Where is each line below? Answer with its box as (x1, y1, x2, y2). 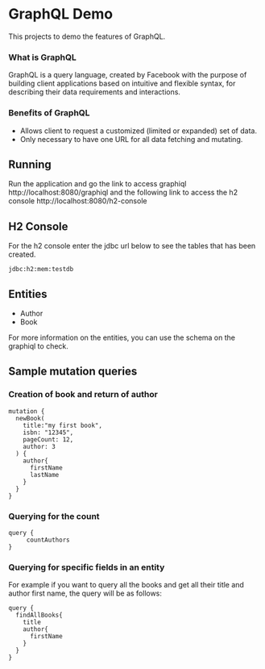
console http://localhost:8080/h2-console (8, 196, 147, 206)
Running (8, 157, 52, 171)
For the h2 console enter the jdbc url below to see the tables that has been (8, 241, 256, 251)
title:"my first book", (23, 421, 103, 429)
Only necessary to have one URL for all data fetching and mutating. (19, 134, 243, 144)
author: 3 (23, 442, 56, 450)
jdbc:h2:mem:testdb (8, 266, 74, 274)
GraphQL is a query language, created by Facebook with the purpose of (8, 70, 247, 80)
